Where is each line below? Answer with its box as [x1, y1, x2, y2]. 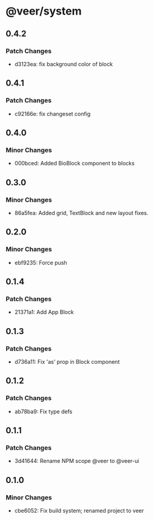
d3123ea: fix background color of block [14, 60, 113, 67]
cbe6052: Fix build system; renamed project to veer [14, 507, 144, 515]
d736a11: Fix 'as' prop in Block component [14, 358, 120, 365]
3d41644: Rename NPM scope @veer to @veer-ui [14, 457, 139, 465]
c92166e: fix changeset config [14, 110, 91, 117]
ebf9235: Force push [14, 259, 67, 266]
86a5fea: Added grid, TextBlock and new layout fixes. [14, 209, 149, 216]
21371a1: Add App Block [14, 309, 74, 316]
